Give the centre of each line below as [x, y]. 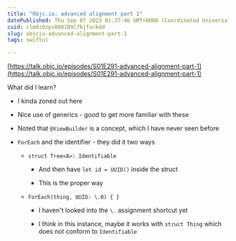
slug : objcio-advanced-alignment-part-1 [67, 33]
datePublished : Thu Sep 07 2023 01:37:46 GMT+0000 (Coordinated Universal [119, 20]
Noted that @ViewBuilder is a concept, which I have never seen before [118, 128]
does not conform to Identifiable [88, 231]
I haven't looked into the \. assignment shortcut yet [113, 210]
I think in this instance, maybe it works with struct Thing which [130, 224]
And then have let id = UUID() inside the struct [108, 169]
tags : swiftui [28, 40]
